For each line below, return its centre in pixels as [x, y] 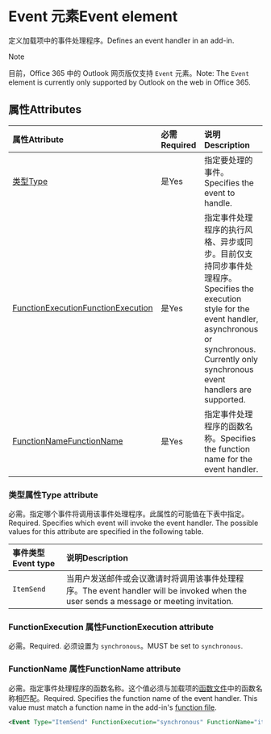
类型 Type [30, 181]
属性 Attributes [45, 110]
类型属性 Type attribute [53, 494]
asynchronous [231, 329]
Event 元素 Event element [93, 17]
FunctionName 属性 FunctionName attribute [95, 669]
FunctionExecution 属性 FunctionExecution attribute [111, 627]
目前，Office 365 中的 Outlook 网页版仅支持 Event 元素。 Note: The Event [129, 73]
